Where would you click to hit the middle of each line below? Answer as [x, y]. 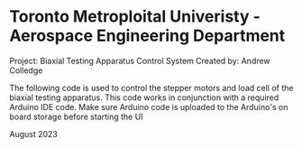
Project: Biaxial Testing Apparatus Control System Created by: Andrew [140, 60]
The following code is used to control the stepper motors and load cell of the [151, 88]
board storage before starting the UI [76, 116]
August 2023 [34, 134]
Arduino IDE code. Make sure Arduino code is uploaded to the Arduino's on [149, 106]
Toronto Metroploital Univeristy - [135, 17]
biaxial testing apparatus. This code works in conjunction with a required [144, 97]
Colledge [26, 70]
